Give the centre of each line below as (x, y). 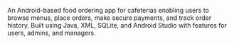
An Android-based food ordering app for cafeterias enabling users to (108, 10)
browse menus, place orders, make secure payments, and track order (110, 18)
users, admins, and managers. (52, 33)
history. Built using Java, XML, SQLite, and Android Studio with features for (117, 25)
